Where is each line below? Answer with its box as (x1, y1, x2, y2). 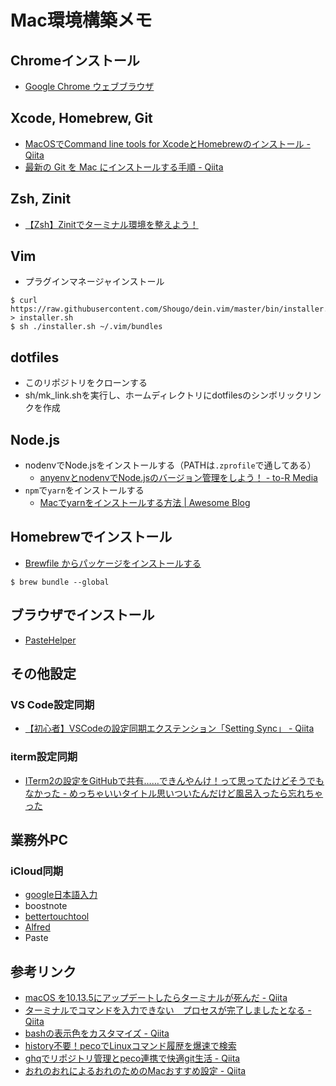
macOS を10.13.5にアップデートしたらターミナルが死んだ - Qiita (24, 992, 288, 1004)
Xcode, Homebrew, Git (10, 110, 153, 127)
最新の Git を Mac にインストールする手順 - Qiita (24, 161, 224, 173)
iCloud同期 (10, 864, 64, 878)
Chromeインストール (10, 52, 140, 69)
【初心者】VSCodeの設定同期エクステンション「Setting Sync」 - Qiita (24, 722, 315, 735)
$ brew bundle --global (10, 577, 110, 587)
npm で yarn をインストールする (24, 484, 145, 496)
